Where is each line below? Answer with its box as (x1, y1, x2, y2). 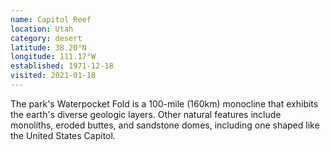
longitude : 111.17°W (10, 52, 97, 62)
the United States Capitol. (10, 129, 116, 141)
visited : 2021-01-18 (10, 71, 97, 81)
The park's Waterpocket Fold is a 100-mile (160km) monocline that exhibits (10, 97, 319, 110)
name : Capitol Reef (10, 14, 92, 25)
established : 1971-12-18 (10, 61, 114, 71)
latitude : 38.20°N (10, 42, 87, 53)
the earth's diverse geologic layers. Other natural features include (10, 108, 282, 120)
